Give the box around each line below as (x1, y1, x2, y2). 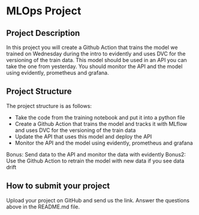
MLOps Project (6, 4, 82, 18)
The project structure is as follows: (6, 102, 92, 109)
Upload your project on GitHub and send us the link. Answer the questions (6, 196, 190, 204)
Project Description (6, 28, 80, 38)
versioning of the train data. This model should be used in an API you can (6, 57, 187, 63)
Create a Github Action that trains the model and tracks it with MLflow (14, 120, 188, 127)
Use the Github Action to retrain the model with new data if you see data (6, 157, 185, 164)
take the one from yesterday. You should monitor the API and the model (6, 63, 183, 70)
